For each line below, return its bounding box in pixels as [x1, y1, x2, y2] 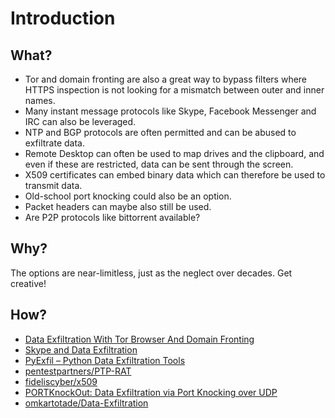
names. [24, 95, 56, 106]
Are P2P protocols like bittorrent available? [24, 212, 201, 223]
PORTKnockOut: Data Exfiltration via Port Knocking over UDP [24, 386, 278, 398]
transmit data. [24, 180, 83, 191]
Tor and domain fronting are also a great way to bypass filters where [24, 73, 308, 85]
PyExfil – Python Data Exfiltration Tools [24, 354, 186, 366]
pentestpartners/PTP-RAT [24, 365, 132, 377]
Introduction [10, 7, 116, 30]
